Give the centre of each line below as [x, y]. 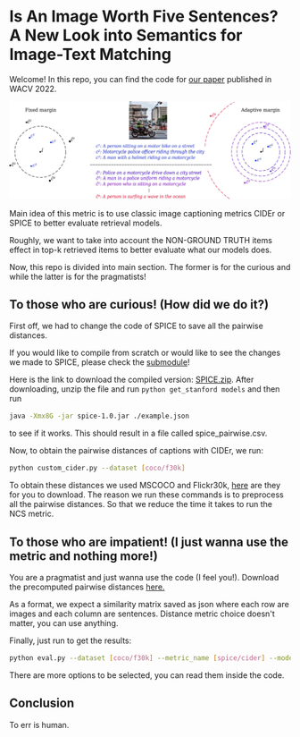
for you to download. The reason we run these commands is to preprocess [146, 495]
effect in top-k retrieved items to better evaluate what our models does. [141, 250]
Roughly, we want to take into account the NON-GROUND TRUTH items [141, 240]
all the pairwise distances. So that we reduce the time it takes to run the [141, 504]
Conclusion [42, 703]
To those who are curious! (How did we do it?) [139, 305]
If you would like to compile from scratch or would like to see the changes [145, 353]
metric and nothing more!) [83, 556]
